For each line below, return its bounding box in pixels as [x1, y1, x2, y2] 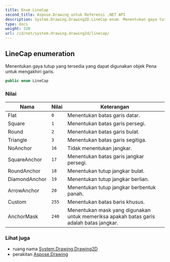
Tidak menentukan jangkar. [67, 145, 133, 152]
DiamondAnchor [8, 176, 47, 183]
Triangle [8, 136, 27, 143]
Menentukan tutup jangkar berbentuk [67, 184, 156, 191]
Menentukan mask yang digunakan [67, 206, 151, 213]
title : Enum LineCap [5, 7, 49, 13]
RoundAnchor [8, 167, 41, 174]
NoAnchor [8, 145, 32, 152]
